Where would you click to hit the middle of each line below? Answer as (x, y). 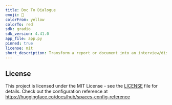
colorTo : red (19, 24)
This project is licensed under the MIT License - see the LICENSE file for (81, 86)
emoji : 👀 (15, 15)
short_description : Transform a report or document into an (71, 53)
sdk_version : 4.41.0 (27, 34)
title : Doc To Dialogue (31, 10)
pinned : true (19, 44)
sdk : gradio (18, 29)
